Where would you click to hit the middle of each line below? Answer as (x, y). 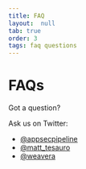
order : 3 (23, 38)
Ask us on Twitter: (38, 124)
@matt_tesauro (45, 148)
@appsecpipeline (49, 139)
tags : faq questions (43, 46)
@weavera (38, 156)
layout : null (32, 23)
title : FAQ (27, 16)
